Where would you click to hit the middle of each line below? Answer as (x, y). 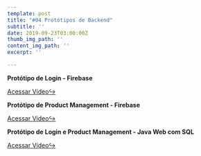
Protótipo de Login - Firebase (50, 78)
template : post (29, 14)
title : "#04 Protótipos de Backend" (60, 20)
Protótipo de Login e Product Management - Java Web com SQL (101, 132)
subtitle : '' (26, 26)
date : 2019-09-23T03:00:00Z (48, 33)
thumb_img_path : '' (35, 40)
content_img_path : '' (38, 46)
